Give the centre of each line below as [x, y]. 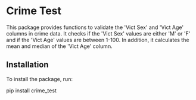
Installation [27, 65]
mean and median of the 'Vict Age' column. [59, 46]
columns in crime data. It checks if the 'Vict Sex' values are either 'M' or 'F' [98, 33]
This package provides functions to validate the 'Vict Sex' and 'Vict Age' [95, 27]
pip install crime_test [31, 91]
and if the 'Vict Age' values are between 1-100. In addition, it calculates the [98, 40]
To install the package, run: [40, 79]
